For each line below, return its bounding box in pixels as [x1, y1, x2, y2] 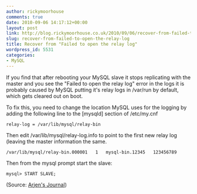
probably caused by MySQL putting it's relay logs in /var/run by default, [6, 86, 179, 93]
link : [6, 30, 19, 36]
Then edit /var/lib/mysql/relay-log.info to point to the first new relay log [6, 131, 178, 138]
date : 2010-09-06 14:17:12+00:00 [6, 19, 88, 25]
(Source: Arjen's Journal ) [6, 181, 67, 188]
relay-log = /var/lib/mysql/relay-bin [6, 121, 101, 127]
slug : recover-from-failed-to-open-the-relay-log [6, 36, 130, 42]
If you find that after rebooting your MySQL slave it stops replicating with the [6, 74, 191, 81]
